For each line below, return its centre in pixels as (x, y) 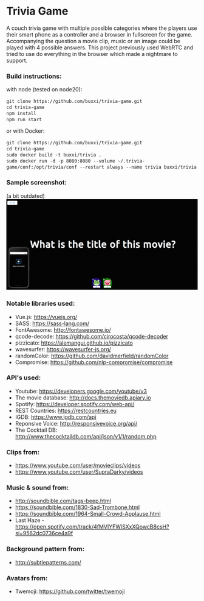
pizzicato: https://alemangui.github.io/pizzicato (74, 343)
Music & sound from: (38, 488)
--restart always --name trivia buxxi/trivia (138, 167)
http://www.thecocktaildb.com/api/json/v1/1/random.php (86, 436)
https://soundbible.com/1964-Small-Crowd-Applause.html (88, 514)
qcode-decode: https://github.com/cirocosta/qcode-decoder (92, 336)
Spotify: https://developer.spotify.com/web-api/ (75, 404)
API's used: (24, 378)
